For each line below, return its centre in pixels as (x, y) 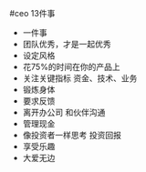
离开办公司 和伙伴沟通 (64, 112)
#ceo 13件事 (32, 13)
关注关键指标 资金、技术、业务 (80, 78)
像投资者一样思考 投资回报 (72, 135)
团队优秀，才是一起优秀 (67, 44)
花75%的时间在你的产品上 (71, 67)
